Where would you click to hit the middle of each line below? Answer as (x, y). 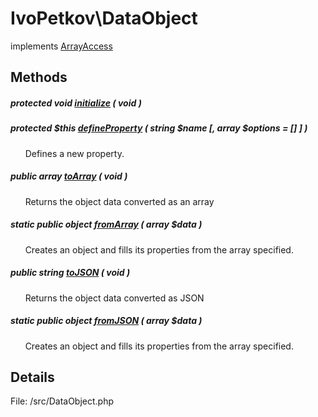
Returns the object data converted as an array (119, 201)
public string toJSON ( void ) (70, 273)
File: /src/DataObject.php (62, 401)
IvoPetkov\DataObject (104, 18)
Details (32, 377)
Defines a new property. (74, 153)
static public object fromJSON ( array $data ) (106, 321)
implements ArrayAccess (61, 46)
